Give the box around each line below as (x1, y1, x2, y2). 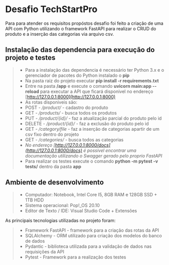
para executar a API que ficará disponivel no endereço (40, 88, 153, 94)
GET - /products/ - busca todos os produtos (25, 110, 117, 116)
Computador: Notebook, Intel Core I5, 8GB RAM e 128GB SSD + (25, 191, 157, 197)
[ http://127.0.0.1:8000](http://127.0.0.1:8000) (25, 93, 116, 99)
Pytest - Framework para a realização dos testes (25, 254, 126, 260)
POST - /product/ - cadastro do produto (25, 104, 108, 111)
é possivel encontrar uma (83, 147, 137, 153)
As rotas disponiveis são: (25, 99, 77, 105)
